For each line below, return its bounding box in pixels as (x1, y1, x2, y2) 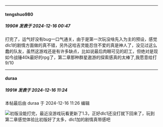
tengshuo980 (5, 11, 33, 17)
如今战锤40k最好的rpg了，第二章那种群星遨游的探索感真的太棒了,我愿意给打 (5, 54, 157, 60)
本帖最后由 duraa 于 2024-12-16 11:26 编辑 (5, 100, 90, 106)
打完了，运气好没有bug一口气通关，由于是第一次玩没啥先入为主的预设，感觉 (5, 36, 158, 42)
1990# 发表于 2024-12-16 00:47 (5, 23, 71, 29)
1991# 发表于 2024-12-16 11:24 (5, 87, 68, 93)
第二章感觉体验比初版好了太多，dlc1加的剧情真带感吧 (5, 117, 111, 123)
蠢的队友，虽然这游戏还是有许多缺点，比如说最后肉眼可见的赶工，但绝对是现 (5, 48, 158, 54)
